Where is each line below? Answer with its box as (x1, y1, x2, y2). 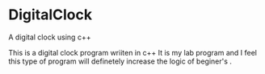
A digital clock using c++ (8, 32, 91, 42)
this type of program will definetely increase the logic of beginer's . (8, 56, 233, 66)
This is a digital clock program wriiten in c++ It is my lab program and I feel (8, 47, 257, 57)
